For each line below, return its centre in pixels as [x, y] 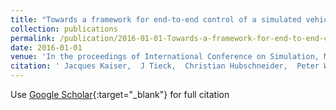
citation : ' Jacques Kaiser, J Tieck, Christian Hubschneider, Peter [165, 66]
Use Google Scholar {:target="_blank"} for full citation [120, 94]
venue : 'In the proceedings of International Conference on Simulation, [165, 57]
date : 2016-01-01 [46, 47]
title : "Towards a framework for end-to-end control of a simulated [156, 19]
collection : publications [64, 29]
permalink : [33, 38]
